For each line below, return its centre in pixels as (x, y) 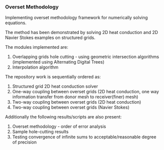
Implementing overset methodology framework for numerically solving (77, 18)
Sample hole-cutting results (40, 132)
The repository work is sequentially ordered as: (53, 77)
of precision (24, 142)
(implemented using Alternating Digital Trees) (58, 62)
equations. (16, 23)
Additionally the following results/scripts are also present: (64, 117)
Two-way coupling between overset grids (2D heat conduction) (77, 102)
